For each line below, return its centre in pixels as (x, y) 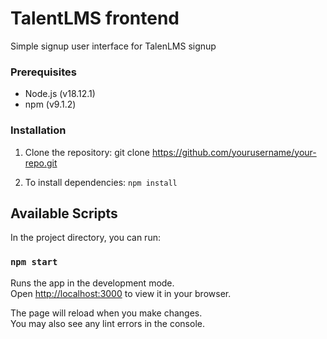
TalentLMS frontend (95, 18)
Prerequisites (43, 72)
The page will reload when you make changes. (106, 313)
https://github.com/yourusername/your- (234, 152)
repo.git (41, 163)
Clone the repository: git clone (87, 152)
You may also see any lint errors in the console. (107, 323)
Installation (38, 130)
